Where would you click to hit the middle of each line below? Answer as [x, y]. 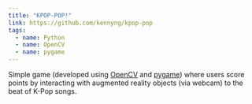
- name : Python [40, 37]
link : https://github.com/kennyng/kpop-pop [81, 23]
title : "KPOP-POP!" [40, 15]
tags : [17, 30]
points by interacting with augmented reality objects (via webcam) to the [126, 83]
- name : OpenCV [40, 45]
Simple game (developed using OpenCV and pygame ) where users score [126, 74]
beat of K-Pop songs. [43, 91]
